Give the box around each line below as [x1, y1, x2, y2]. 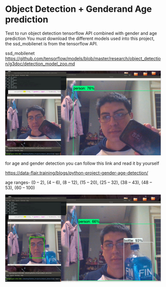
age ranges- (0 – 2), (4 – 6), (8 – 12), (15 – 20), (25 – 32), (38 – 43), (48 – [5, 179, 152, 185]
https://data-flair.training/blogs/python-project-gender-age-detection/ [5, 170, 148, 176]
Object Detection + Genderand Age [5, 3, 152, 15]
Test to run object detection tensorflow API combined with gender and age [5, 30, 157, 36]
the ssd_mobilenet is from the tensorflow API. [5, 40, 98, 46]
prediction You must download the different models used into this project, [5, 36, 155, 41]
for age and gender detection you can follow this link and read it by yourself [5, 160, 160, 166]
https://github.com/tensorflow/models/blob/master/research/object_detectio [5, 55, 161, 61]
